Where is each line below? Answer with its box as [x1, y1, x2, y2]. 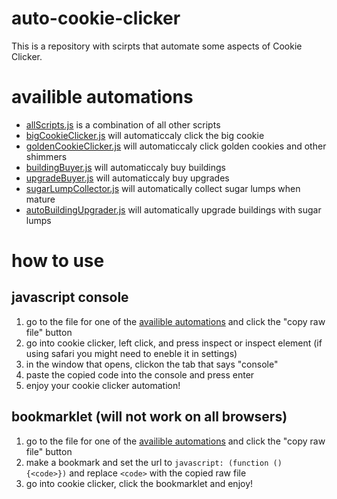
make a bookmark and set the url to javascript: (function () [25, 456, 283, 468]
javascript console [11, 289, 129, 306]
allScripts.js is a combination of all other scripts [25, 118, 221, 131]
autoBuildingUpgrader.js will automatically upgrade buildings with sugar [25, 203, 322, 216]
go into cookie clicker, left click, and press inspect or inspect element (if [25, 337, 323, 349]
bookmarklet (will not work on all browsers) [11, 408, 288, 426]
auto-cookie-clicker [11, 7, 181, 30]
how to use [11, 250, 105, 272]
